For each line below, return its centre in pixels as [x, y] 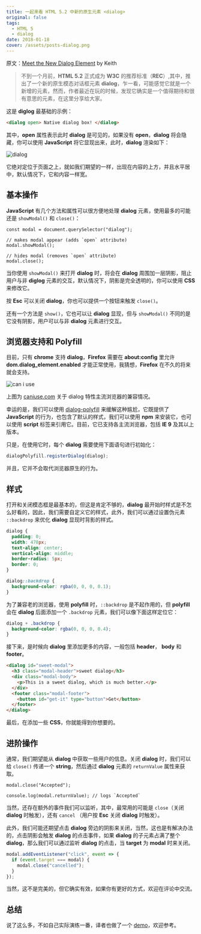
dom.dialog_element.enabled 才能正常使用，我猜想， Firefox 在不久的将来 [98, 365]
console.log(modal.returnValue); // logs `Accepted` [73, 796]
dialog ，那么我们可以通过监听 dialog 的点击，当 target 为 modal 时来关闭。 [100, 843]
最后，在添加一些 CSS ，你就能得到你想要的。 [62, 723]
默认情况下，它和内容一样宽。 [53, 174]
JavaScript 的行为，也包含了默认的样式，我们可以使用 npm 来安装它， [94, 417]
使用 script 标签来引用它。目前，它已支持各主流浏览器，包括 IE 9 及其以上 [103, 425]
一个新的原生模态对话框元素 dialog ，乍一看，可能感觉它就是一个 [111, 83]
